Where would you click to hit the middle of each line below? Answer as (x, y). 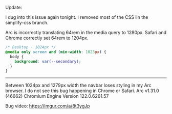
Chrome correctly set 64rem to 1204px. (47, 38)
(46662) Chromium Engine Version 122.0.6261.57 (57, 96)
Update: (14, 7)
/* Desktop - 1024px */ (31, 47)
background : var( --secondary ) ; (48, 61)
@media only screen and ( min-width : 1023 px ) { (56, 52)
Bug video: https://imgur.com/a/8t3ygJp (48, 106)
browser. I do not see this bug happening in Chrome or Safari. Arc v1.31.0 (82, 91)
